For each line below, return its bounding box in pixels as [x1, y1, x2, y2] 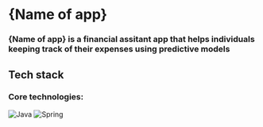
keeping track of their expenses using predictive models [8, 43, 230, 54]
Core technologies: [8, 92, 84, 103]
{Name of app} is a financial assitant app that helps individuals [8, 34, 256, 45]
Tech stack [8, 68, 64, 81]
